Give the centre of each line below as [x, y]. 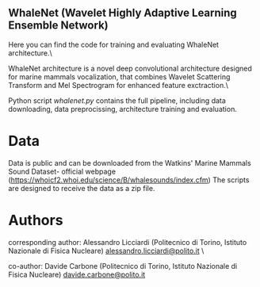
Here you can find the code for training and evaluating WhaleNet [114, 44]
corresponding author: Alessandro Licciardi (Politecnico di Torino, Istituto [128, 242]
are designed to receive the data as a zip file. [82, 188]
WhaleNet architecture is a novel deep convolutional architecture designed [130, 68]
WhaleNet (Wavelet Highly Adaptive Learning [123, 13]
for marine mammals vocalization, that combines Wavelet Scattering [119, 77]
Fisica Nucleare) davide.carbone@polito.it [77, 274]
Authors [36, 220]
